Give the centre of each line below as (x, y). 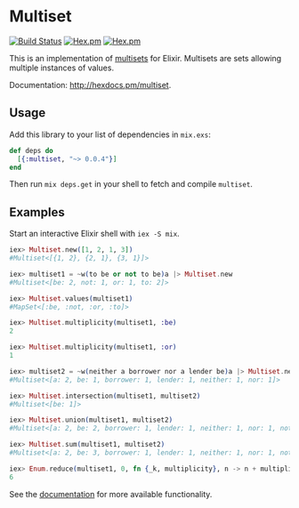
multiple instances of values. (61, 68)
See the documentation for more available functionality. (111, 494)
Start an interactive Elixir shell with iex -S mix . (94, 234)
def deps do (31, 150)
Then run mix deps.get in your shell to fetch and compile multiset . (131, 184)
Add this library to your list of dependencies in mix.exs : (110, 134)
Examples (37, 212)
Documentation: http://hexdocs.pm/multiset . (90, 85)
